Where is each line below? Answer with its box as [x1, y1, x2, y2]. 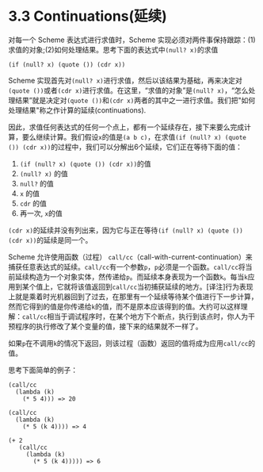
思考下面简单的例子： [8, 365, 78, 374]
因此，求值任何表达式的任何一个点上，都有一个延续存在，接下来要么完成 [8, 122, 244, 132]
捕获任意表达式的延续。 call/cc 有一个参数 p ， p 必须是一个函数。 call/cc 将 [8, 262, 246, 271]
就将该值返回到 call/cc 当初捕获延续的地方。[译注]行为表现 [63, 282, 253, 291]
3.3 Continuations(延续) [8, 7, 168, 25]
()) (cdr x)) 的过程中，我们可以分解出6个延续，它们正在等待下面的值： [8, 142, 243, 152]
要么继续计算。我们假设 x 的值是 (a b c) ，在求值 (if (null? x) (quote [21, 132, 247, 141]
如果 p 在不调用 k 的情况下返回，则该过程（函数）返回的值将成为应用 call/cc [8, 338, 249, 347]
